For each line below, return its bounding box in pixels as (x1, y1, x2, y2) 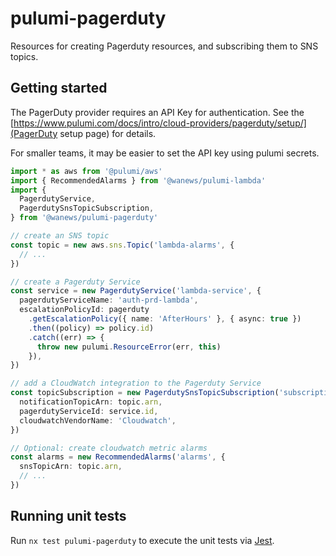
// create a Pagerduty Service (10, 277, 141, 287)
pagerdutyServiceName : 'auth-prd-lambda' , (19, 295, 199, 306)
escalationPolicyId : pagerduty (19, 305, 150, 315)
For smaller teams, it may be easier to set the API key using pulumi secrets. (10, 147, 320, 159)
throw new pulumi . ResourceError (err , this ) (36, 342, 222, 352)
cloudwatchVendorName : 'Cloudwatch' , (19, 415, 177, 426)
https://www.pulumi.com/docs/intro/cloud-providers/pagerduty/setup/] (13, 117, 307, 129)
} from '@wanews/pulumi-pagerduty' (10, 213, 159, 223)
